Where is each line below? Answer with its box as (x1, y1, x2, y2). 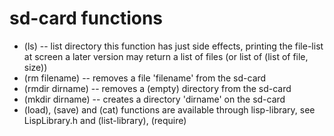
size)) (23, 61, 48, 73)
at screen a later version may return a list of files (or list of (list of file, (23, 50, 309, 62)
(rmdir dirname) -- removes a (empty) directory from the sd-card (23, 82, 292, 94)
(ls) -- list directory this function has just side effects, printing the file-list (23, 40, 324, 52)
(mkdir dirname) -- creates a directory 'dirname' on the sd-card (23, 93, 286, 105)
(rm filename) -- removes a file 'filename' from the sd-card (23, 72, 267, 84)
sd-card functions (9, 7, 164, 30)
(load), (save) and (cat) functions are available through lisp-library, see (23, 103, 316, 116)
